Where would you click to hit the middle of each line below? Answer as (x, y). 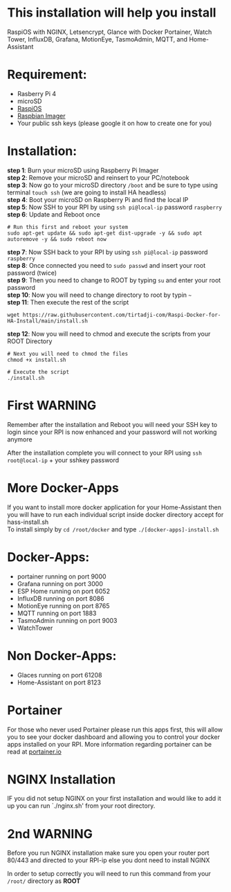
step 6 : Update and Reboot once (54, 214)
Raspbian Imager (41, 116)
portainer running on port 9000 (62, 576)
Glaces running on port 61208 (59, 675)
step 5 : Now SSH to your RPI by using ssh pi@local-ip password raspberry (115, 207)
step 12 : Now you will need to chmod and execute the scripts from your (109, 334)
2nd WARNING (50, 834)
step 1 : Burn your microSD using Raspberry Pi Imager (83, 170)
